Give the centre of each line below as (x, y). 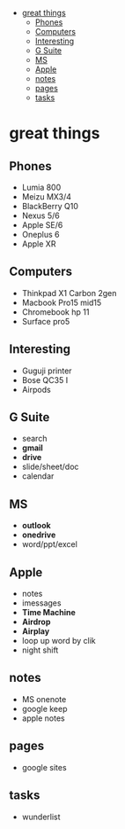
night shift (40, 650)
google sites (44, 767)
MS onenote (44, 699)
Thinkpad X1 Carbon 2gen (69, 293)
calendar (38, 476)
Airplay (36, 631)
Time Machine (49, 613)
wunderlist (41, 817)
